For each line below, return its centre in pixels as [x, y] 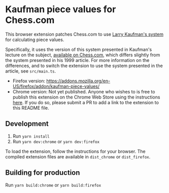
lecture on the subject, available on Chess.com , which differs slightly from [83, 55]
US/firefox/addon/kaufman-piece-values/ [56, 86]
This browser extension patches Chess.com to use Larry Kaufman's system [84, 34]
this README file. [31, 108]
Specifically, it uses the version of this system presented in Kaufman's [79, 49]
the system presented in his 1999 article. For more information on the [77, 60]
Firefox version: [29, 81]
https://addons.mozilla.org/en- [78, 81]
